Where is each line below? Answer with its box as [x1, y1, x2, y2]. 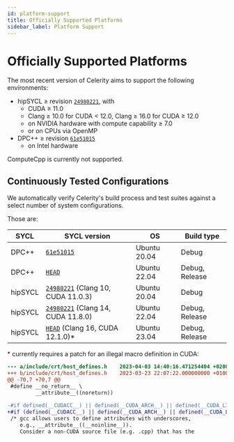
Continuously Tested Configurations [7, 175, 169, 187]
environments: [7, 84, 49, 92]
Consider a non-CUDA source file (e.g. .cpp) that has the [19, 428, 195, 435]
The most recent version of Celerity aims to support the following [7, 76, 195, 84]
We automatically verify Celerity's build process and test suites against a [7, 194, 216, 202]
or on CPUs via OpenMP [27, 127, 98, 135]
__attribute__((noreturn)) [35, 389, 114, 396]
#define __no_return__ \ [10, 383, 82, 390]
